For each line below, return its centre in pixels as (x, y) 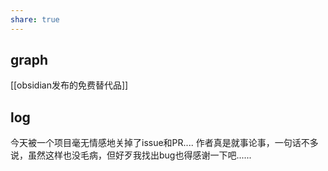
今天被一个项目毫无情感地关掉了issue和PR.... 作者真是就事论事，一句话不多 (164, 143)
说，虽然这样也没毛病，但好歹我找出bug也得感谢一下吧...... (131, 155)
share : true (35, 19)
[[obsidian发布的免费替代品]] (69, 85)
